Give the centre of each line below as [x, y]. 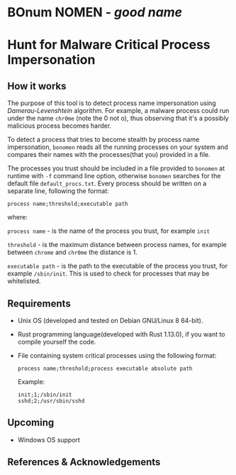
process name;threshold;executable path [68, 204]
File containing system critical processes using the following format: [117, 355]
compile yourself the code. [57, 342]
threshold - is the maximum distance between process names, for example [117, 245]
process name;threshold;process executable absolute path [105, 368]
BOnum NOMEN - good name [95, 12]
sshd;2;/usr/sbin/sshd [51, 401]
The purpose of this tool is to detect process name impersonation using [112, 103]
